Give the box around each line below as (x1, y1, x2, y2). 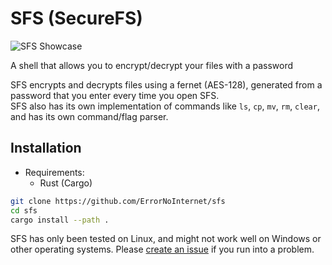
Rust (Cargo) (39, 177, 93, 189)
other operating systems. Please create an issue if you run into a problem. (10, 243, 315, 256)
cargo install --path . (10, 215, 110, 225)
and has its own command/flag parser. (10, 110, 169, 122)
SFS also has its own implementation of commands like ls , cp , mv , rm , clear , (10, 100, 320, 112)
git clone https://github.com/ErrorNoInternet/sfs (10, 196, 226, 206)
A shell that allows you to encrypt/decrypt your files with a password (10, 59, 294, 71)
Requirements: (24, 166, 85, 178)
